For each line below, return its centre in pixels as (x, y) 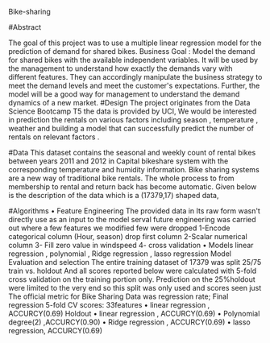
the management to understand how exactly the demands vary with (120, 68)
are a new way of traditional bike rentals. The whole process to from (122, 178)
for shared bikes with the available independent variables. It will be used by (133, 60)
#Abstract (25, 27)
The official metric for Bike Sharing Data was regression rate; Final (118, 296)
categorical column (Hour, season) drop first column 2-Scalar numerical (128, 236)
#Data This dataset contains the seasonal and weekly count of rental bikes (132, 153)
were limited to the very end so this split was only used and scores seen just (135, 288)
